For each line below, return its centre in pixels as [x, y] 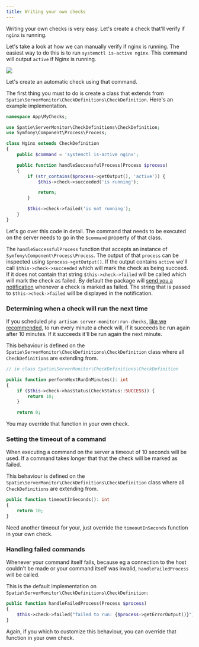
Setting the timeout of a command [56, 439]
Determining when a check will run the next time [77, 308]
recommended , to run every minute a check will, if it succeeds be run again [98, 328]
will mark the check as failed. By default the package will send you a [89, 280]
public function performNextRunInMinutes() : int [67, 380]
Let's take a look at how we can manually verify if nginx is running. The [93, 46]
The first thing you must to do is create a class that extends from [85, 93]
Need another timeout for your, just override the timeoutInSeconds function [97, 527]
